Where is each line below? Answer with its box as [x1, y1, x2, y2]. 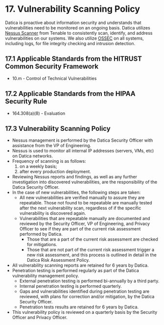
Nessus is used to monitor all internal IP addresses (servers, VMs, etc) [12, 148, 154, 154]
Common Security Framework [5, 62, 99, 71]
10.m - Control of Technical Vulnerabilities [12, 75, 97, 81]
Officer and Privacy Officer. [12, 315, 68, 321]
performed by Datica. [19, 231, 63, 237]
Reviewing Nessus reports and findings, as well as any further [12, 174, 137, 180]
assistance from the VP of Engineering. [12, 143, 92, 149]
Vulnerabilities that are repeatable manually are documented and [19, 216, 150, 222]
